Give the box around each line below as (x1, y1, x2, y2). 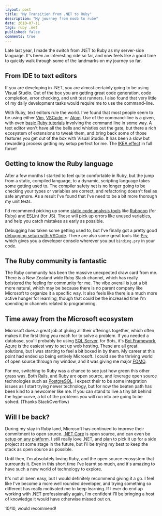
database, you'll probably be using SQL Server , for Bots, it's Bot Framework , (5, 338, 157, 344)
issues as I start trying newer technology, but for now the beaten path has (5, 384, 152, 389)
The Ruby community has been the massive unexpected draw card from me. (5, 270, 158, 275)
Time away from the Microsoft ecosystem (5, 315, 133, 323)
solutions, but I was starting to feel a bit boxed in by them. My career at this (5, 348, 155, 354)
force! (5, 145, 17, 151)
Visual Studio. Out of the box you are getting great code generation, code (5, 90, 151, 96)
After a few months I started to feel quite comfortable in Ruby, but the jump (5, 173, 154, 178)
